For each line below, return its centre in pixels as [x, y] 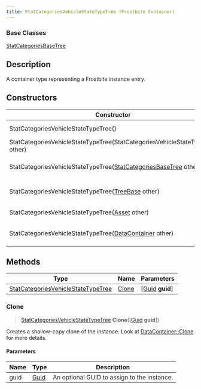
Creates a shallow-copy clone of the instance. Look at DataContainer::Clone [100, 331]
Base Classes [26, 32]
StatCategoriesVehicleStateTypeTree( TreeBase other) [84, 191]
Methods [23, 262]
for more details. [26, 338]
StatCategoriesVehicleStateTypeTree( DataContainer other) [92, 233]
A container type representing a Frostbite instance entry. [76, 79]
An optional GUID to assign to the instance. [113, 377]
